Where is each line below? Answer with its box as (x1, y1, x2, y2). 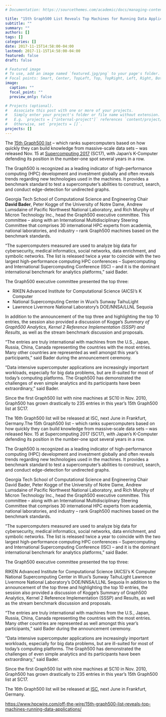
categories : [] (5, 39, 37, 45)
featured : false (5, 53, 39, 58)
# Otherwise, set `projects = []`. (5, 122, 83, 127)
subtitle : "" (5, 21, 32, 26)
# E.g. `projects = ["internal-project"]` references (5, 117, 123, 122)
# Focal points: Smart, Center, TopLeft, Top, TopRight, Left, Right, (5, 76, 154, 81)
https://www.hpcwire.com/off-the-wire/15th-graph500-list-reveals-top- (5, 701, 151, 707)
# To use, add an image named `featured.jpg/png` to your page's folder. (5, 71, 161, 76)
